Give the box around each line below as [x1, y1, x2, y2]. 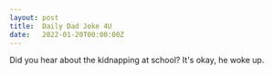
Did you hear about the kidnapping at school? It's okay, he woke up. [9, 55, 265, 66]
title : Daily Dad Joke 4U [9, 22, 112, 31]
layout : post [9, 13, 59, 23]
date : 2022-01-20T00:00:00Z [9, 30, 125, 39]
